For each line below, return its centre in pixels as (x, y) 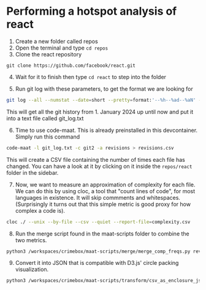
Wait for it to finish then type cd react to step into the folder (91, 77)
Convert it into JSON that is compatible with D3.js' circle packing (97, 263)
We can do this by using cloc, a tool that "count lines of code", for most (105, 191)
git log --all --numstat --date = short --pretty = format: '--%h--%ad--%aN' (101, 100)
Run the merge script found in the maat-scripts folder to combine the (102, 234)
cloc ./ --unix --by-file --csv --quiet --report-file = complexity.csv (98, 222)
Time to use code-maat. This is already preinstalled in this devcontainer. (106, 130)
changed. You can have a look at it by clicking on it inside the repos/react (99, 166)
